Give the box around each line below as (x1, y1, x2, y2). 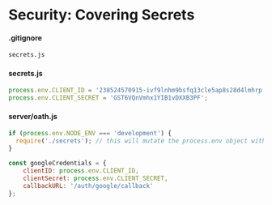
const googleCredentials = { (8, 160, 107, 168)
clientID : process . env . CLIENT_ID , (23, 166, 139, 175)
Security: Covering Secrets (8, 6, 195, 24)
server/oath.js (8, 111, 58, 121)
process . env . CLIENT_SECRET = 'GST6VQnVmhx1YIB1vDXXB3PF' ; (8, 94, 208, 102)
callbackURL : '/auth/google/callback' (23, 182, 154, 190)
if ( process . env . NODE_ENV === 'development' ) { (8, 130, 172, 138)
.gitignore (8, 32, 43, 42)
